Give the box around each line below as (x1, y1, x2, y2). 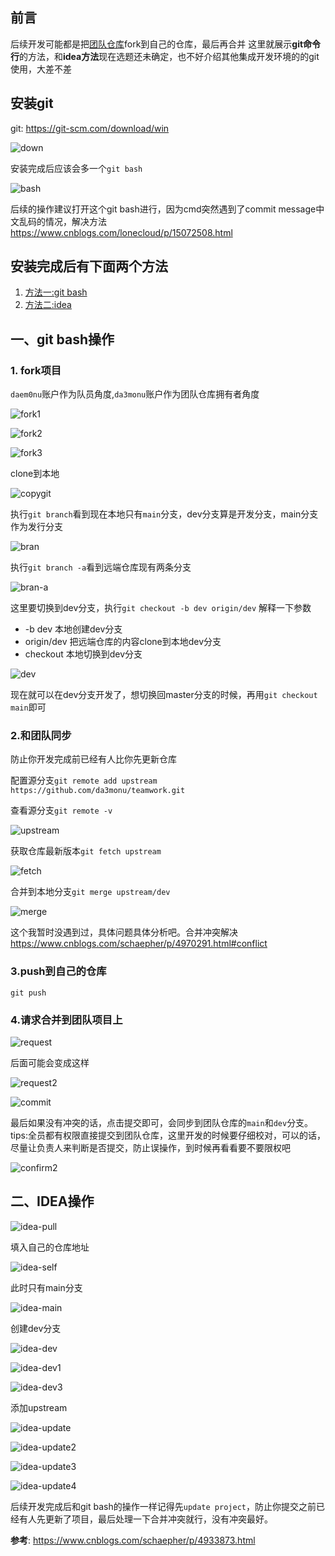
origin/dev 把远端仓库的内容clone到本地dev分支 (24, 636, 222, 648)
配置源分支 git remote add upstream (10, 774, 158, 787)
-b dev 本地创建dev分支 (24, 623, 123, 635)
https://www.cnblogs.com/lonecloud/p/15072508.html (10, 226, 233, 238)
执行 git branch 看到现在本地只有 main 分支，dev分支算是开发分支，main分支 (10, 508, 319, 520)
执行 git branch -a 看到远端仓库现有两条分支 (10, 561, 192, 573)
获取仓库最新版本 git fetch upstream (10, 845, 162, 857)
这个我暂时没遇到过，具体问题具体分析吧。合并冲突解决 (10, 926, 238, 938)
